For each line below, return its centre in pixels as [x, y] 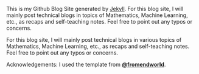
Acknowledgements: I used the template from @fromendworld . [86, 64]
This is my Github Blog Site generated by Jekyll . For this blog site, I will [95, 9]
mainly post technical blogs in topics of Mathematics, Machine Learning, [97, 15]
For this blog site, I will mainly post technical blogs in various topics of [94, 40]
